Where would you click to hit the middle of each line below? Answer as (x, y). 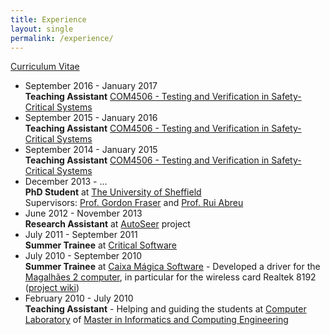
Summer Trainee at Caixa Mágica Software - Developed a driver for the (172, 267)
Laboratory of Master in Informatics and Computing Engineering (156, 320)
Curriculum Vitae (45, 67)
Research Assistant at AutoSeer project (107, 224)
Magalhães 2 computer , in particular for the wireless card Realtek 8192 (170, 277)
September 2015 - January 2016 (91, 118)
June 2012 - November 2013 (83, 213)
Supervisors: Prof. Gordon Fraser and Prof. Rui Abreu (134, 203)
